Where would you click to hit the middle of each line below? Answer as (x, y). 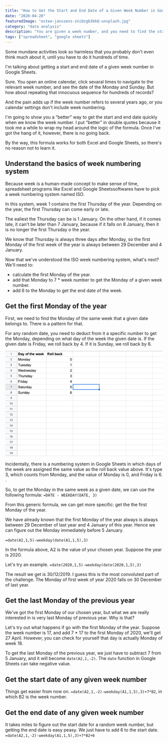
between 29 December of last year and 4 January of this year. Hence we (80, 524)
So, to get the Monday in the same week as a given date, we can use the (80, 489)
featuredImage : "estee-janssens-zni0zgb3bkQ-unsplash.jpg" (68, 21)
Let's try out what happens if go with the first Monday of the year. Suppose (82, 627)
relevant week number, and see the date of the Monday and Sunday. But (79, 87)
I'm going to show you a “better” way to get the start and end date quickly (81, 117)
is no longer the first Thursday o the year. (48, 229)
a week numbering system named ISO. (45, 194)
